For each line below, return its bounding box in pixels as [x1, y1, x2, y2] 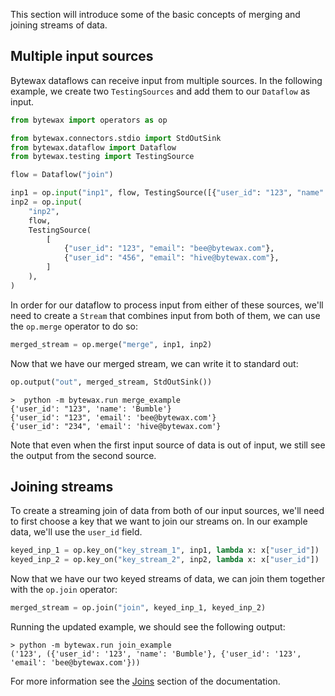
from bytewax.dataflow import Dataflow [10, 142, 177, 153]
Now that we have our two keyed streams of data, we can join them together [10, 573, 326, 585]
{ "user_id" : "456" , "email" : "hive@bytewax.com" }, [63, 253, 280, 263]
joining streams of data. [10, 19, 108, 31]
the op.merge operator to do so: [10, 320, 138, 332]
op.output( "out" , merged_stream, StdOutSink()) [10, 377, 213, 387]
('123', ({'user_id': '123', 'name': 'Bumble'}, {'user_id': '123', [10, 649, 302, 659]
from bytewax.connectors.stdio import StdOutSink [10, 133, 222, 143]
